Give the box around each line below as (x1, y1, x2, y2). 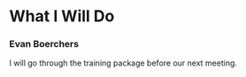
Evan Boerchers (9, 38, 80, 50)
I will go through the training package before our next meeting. (9, 58, 237, 68)
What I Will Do (9, 6, 115, 27)
